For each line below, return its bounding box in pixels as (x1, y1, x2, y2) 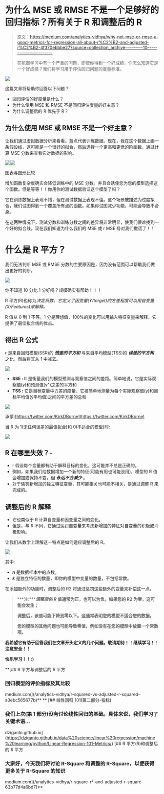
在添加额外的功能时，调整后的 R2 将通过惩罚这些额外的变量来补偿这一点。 (5, 586, 154, 592)
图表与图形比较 (5, 169, 35, 175)
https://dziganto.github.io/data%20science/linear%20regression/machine (6, 735, 155, 741)
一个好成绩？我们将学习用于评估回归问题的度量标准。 (17, 66, 124, 71)
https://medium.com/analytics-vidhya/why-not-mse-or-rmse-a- (30, 34, 159, 40)
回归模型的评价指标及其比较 (5, 680, 70, 687)
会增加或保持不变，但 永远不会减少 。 (12, 475, 88, 481)
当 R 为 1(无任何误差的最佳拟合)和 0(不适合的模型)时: (5, 424, 110, 430)
